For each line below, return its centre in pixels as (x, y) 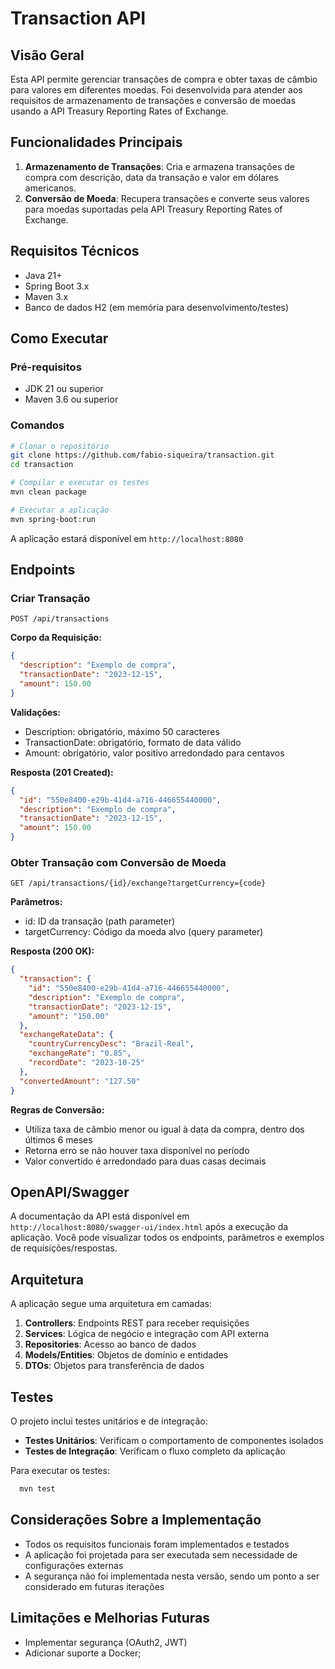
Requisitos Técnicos (75, 251)
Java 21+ (43, 275)
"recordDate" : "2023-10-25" (86, 1063)
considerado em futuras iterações (94, 1586)
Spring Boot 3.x (57, 286)
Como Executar (59, 338)
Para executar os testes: (60, 1471)
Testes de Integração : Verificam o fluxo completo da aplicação (155, 1451)
